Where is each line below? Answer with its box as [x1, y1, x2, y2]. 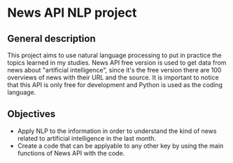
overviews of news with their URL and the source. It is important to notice [7, 73, 219, 81]
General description [7, 33, 96, 45]
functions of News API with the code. [17, 148, 125, 157]
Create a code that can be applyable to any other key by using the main [17, 141, 224, 150]
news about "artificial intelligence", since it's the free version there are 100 [7, 66, 222, 74]
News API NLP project [7, 5, 137, 21]
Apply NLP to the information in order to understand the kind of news [17, 127, 217, 135]
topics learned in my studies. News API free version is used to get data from [7, 59, 227, 67]
